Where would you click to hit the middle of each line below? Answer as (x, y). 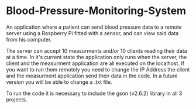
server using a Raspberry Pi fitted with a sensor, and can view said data (92, 33)
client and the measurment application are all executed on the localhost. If (95, 63)
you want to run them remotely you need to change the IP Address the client (98, 69)
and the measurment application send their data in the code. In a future (92, 76)
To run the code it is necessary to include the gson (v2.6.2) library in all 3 (94, 93)
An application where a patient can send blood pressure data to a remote (94, 27)
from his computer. (29, 39)
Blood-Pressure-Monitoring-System (96, 11)
